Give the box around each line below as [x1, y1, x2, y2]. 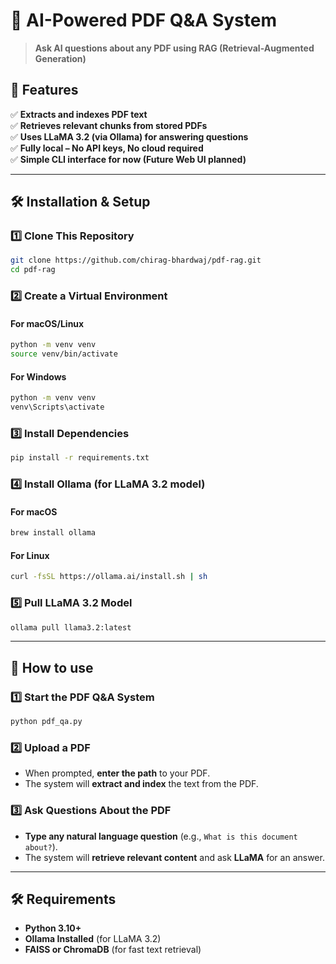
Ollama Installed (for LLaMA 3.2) [24, 933, 162, 945]
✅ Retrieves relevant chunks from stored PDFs [10, 119, 208, 131]
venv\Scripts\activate [10, 402, 105, 413]
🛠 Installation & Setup [10, 194, 151, 211]
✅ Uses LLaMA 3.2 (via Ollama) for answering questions [10, 130, 249, 143]
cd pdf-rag [10, 265, 56, 275]
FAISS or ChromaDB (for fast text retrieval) [24, 944, 202, 956]
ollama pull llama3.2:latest [10, 622, 132, 633]
